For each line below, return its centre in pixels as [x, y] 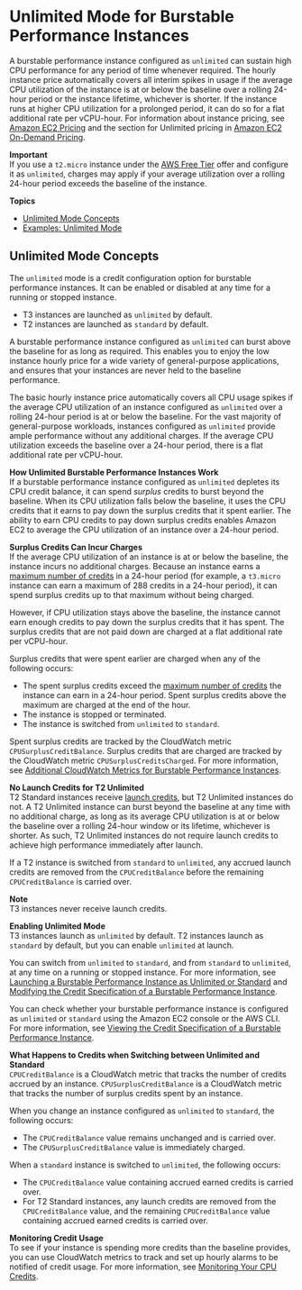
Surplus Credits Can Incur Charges [76, 547]
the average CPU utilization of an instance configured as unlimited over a [146, 406]
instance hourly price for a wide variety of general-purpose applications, [144, 360]
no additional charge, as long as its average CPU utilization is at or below [145, 816]
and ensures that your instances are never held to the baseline [125, 370]
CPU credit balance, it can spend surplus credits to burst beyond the [137, 491]
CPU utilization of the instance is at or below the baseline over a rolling [141, 89]
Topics [23, 201]
